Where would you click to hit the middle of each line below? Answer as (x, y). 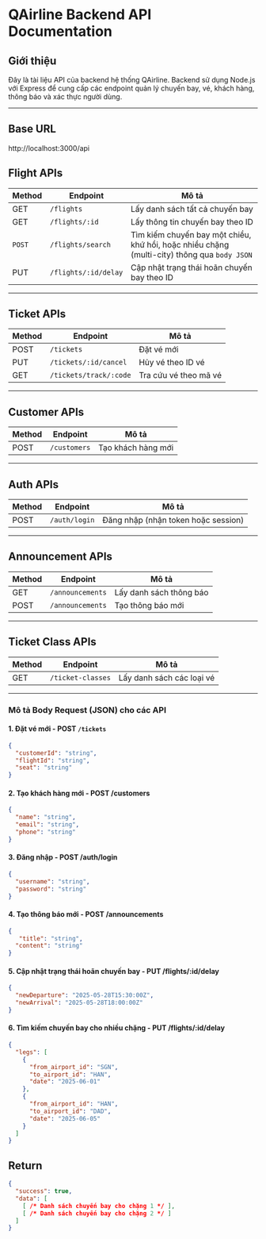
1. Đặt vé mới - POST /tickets (57, 729)
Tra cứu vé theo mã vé (180, 375)
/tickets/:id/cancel (89, 362)
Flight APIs (36, 173)
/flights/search (80, 244)
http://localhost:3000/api (49, 148)
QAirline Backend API (80, 15)
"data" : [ (31, 1199)
